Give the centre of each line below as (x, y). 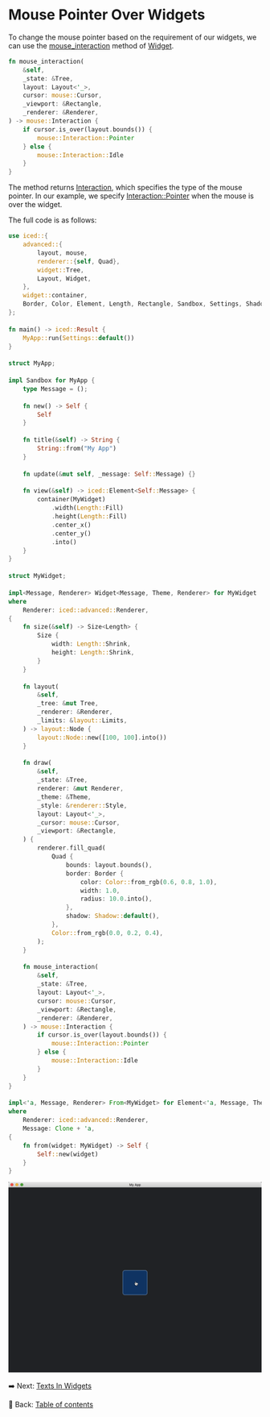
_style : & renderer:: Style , (82, 805)
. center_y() (71, 534)
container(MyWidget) (72, 500)
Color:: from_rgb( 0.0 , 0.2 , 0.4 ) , (107, 933)
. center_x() (71, 525)
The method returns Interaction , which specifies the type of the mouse (125, 188)
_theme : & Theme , (64, 797)
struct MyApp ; (32, 364)
